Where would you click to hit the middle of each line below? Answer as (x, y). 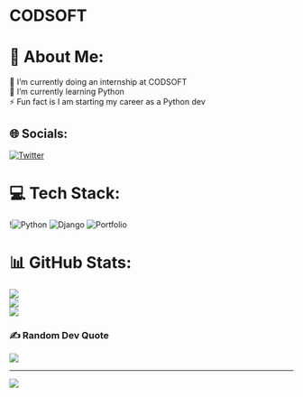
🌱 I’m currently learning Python (67, 92)
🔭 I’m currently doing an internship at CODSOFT (98, 82)
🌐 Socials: (39, 133)
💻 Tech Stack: (65, 194)
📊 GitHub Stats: (71, 263)
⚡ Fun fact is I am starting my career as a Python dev (107, 102)
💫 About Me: (57, 57)
